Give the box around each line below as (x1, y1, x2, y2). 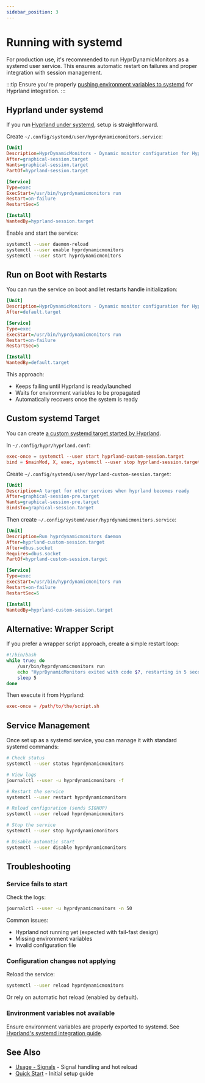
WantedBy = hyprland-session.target (6, 218, 95, 224)
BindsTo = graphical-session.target (6, 505, 95, 511)
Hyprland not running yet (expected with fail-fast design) (15, 929, 159, 936)
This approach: (6, 371, 45, 378)
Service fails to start (6, 880, 68, 888)
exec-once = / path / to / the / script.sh (6, 703, 99, 710)
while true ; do (6, 658, 45, 664)
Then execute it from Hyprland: (6, 691, 85, 699)
